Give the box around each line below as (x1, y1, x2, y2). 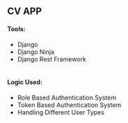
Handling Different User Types (17, 108, 104, 116)
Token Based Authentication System (17, 100, 122, 109)
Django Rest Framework (17, 55, 87, 63)
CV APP (7, 6, 42, 17)
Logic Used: (7, 78, 43, 86)
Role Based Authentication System (17, 93, 117, 102)
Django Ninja (17, 48, 54, 56)
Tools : (7, 24, 26, 33)
